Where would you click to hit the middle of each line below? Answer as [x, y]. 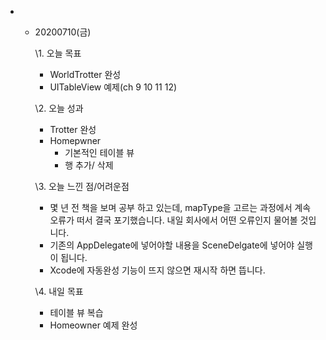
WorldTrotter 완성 [85, 74]
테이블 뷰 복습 [76, 312]
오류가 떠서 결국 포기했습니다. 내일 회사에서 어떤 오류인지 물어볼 [173, 220]
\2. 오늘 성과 [59, 108]
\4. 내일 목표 [59, 291]
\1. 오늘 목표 [58, 53]
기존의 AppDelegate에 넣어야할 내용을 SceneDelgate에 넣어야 [172, 245]
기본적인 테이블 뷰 [99, 152]
